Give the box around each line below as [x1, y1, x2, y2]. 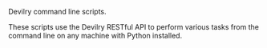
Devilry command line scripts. [8, 7, 107, 16]
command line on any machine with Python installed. [8, 31, 183, 40]
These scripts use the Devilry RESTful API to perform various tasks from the [8, 22, 259, 31]
